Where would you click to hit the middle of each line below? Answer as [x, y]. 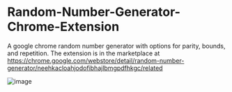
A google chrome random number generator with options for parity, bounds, [116, 46]
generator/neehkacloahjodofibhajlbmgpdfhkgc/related [85, 68]
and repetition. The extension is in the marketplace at [84, 53]
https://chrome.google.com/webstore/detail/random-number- [96, 60]
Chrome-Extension [63, 27]
